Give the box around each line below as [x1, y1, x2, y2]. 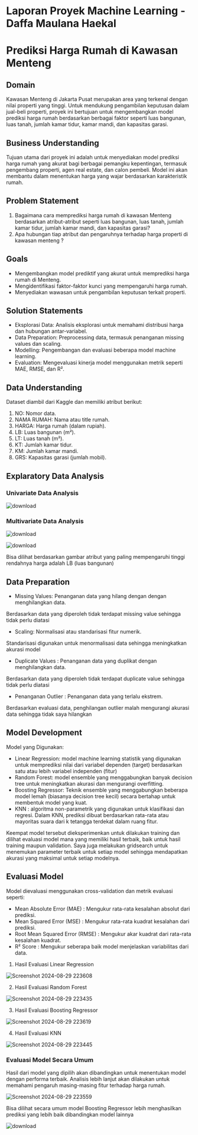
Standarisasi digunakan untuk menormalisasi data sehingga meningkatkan [6, 639, 187, 647]
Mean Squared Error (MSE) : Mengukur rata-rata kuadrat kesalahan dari [14, 918, 190, 925]
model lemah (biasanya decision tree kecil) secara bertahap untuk [14, 792, 176, 800]
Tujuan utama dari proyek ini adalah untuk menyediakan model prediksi [6, 154, 179, 160]
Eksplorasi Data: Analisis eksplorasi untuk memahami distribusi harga [14, 321, 184, 329]
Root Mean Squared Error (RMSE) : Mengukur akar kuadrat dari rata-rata [14, 930, 191, 937]
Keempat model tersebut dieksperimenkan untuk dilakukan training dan [6, 829, 180, 836]
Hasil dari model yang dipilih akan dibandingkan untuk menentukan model [6, 1069, 186, 1076]
